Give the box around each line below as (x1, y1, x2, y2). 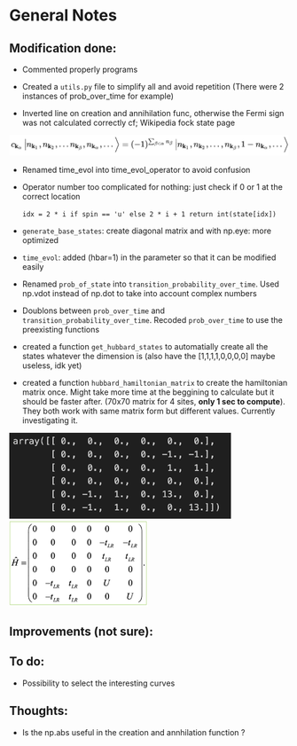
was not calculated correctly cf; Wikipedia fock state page (21, 117, 236, 128)
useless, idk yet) (21, 360, 82, 371)
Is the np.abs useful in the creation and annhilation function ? (21, 726, 246, 737)
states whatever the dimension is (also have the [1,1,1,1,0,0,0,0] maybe (21, 350, 276, 361)
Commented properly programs (21, 64, 138, 75)
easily (21, 261, 44, 271)
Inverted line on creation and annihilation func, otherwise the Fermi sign (21, 108, 285, 118)
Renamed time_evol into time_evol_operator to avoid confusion (21, 164, 251, 175)
